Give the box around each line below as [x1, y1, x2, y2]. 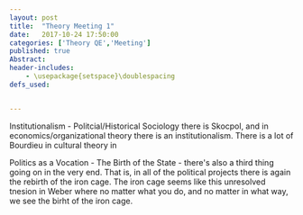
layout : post [9, 13, 59, 22]
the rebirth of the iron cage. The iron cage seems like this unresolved [9, 176, 266, 187]
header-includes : [9, 64, 75, 73]
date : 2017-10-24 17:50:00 [9, 30, 119, 39]
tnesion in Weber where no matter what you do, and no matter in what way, [9, 185, 289, 196]
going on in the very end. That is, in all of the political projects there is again [9, 166, 291, 177]
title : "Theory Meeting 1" [9, 22, 115, 31]
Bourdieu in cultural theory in [9, 139, 117, 150]
